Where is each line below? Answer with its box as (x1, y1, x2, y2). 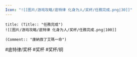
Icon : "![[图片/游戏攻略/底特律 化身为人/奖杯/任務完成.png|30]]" (5, 7, 132, 12)
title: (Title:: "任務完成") (5, 22, 63, 27)
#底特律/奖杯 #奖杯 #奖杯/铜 (5, 46, 64, 52)
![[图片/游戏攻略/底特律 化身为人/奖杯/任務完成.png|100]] (5, 27, 117, 32)
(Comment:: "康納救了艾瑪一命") (5, 37, 67, 42)
